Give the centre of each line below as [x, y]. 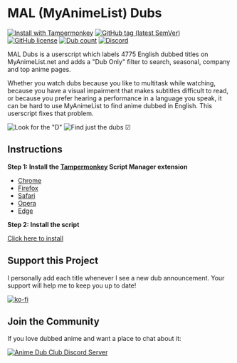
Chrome [30, 180]
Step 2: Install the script [43, 224]
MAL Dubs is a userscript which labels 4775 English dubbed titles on [108, 54]
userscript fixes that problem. [51, 113]
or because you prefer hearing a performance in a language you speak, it [115, 98]
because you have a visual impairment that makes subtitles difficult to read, [118, 90]
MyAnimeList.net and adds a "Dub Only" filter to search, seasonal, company [119, 61]
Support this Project [53, 261]
